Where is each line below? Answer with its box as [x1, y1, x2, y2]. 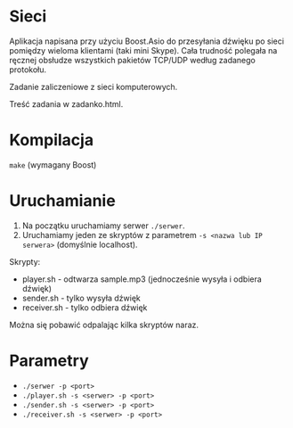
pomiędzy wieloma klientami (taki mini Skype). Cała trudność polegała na [9, 45, 278, 55]
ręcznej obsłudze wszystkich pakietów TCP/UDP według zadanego [9, 54, 256, 65]
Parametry [9, 350, 89, 371]
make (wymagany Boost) [9, 159, 97, 170]
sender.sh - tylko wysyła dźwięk [21, 292, 141, 303]
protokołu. [9, 64, 47, 75]
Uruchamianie [9, 191, 116, 211]
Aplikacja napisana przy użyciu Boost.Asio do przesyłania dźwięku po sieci [9, 36, 285, 46]
